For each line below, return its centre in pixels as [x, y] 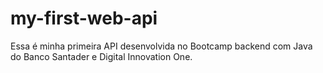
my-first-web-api [84, 18]
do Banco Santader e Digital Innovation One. [101, 56]
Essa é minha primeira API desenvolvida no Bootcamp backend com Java [161, 46]
